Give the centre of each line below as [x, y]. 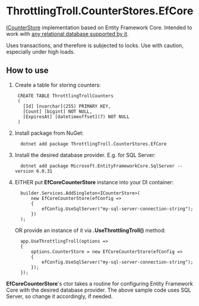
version [24, 171]
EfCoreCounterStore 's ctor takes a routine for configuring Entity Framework [99, 283]
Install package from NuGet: [49, 133]
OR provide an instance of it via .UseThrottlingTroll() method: [90, 230]
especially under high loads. [41, 51]
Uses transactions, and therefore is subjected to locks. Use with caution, [95, 45]
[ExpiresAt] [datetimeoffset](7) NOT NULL [76, 117]
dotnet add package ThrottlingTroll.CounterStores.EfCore [94, 144]
